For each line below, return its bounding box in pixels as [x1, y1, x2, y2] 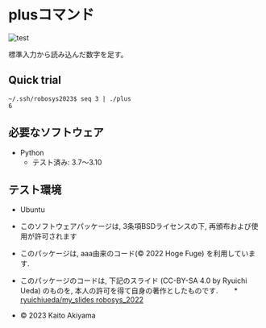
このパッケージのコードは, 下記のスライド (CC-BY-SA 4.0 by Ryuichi [19, 276, 247, 285]
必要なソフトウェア [8, 126, 104, 139]
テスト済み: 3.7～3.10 [31, 157, 102, 167]
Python [19, 147, 44, 157]
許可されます [34, 231, 77, 241]
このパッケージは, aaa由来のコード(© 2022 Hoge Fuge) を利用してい [19, 249, 249, 259]
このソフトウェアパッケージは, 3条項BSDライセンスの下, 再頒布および [19, 222, 251, 231]
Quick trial [8, 73, 62, 87]
